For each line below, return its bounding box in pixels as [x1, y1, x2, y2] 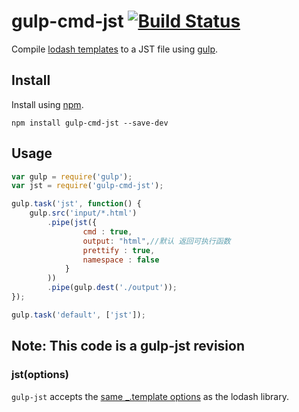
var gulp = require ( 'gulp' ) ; [11, 171, 133, 182]
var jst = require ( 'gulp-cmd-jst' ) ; [11, 181, 164, 191]
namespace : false [82, 255, 160, 265]
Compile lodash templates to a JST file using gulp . [11, 43, 219, 55]
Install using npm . [11, 98, 84, 110]
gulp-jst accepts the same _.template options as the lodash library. [11, 390, 289, 402]
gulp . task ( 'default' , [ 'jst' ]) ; [11, 310, 146, 320]
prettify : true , [82, 245, 156, 255]
